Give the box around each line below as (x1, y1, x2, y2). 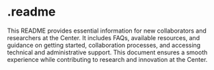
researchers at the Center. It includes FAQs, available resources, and (7, 33, 200, 41)
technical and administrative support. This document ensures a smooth (7, 48, 208, 56)
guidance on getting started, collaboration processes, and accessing (7, 41, 201, 49)
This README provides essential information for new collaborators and (7, 27, 207, 35)
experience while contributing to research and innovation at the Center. (7, 55, 208, 63)
